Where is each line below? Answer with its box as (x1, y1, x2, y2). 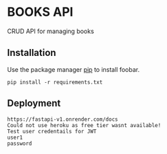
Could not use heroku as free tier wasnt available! (7, 122, 162, 128)
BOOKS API (7, 4, 74, 20)
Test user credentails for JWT (7, 128, 97, 135)
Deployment (7, 97, 61, 109)
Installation (7, 47, 56, 59)
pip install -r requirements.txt (7, 79, 103, 86)
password (7, 139, 32, 147)
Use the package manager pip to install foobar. (7, 65, 140, 73)
